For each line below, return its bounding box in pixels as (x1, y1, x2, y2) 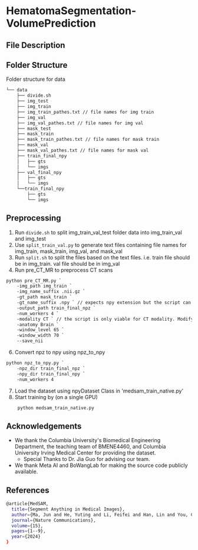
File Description (6, 40, 65, 50)
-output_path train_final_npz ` (16, 305, 96, 311)
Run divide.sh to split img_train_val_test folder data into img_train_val (14, 229, 183, 236)
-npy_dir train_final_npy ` (16, 371, 85, 377)
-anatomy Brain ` (16, 321, 60, 328)
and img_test (14, 235, 46, 242)
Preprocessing (6, 213, 61, 223)
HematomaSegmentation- (6, 4, 137, 18)
